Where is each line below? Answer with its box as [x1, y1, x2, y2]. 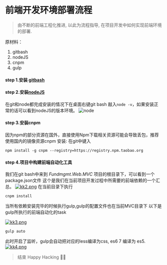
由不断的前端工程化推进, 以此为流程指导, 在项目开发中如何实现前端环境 [17, 22, 162, 28]
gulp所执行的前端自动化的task [5, 209, 67, 215]
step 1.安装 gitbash [5, 77, 45, 83]
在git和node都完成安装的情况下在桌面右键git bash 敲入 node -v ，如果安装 [5, 101, 154, 107]
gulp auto [5, 229, 26, 234]
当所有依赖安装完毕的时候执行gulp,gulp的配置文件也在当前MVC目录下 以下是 [5, 203, 162, 209]
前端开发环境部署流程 [5, 4, 93, 16]
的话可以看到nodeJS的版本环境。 [9, 107, 78, 113]
